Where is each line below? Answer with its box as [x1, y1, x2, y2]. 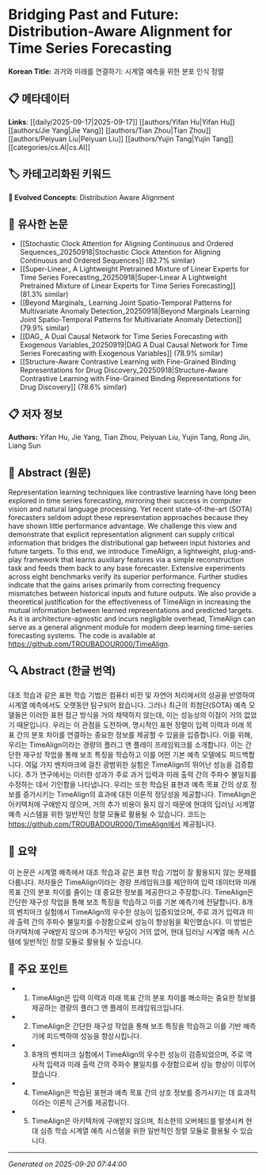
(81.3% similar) [19, 290, 69, 299]
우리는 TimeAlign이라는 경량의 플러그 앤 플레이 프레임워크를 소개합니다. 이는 [8, 740, 244, 749]
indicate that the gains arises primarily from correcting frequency [8, 580, 221, 589]
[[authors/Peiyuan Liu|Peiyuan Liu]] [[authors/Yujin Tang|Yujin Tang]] [8, 133, 234, 144]
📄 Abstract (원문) [8, 466, 92, 480]
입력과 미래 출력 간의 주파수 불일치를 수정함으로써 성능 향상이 [46, 1060, 235, 1069]
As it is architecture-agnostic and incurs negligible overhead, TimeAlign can [8, 614, 256, 623]
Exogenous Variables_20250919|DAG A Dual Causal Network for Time [19, 340, 248, 350]
